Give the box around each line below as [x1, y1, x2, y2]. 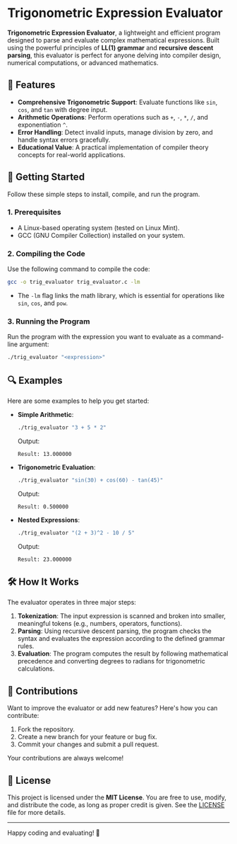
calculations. [17, 664, 55, 673]
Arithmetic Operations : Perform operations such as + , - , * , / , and [17, 113, 208, 121]
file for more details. [7, 809, 66, 817]
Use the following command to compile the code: [7, 265, 150, 273]
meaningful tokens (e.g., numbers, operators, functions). [17, 620, 183, 628]
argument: [19, 340, 49, 348]
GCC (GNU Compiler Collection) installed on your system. [17, 231, 186, 239]
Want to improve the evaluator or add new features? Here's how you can [7, 704, 218, 712]
